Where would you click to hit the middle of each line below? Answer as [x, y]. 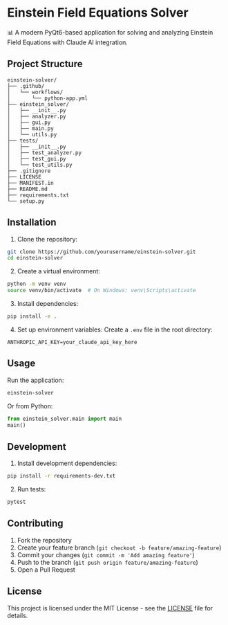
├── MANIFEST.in [30, 183]
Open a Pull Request [46, 570]
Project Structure [45, 64]
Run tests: [31, 489]
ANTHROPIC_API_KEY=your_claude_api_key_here [72, 342]
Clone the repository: [47, 239]
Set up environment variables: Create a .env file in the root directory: [115, 329]
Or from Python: [30, 406]
